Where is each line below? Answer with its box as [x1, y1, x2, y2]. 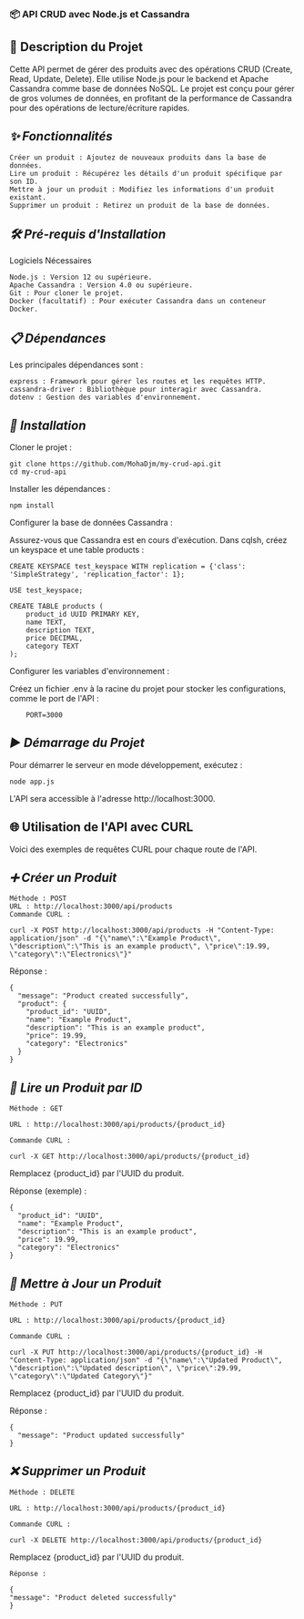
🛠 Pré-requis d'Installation [9, 226, 167, 241]
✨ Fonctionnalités [9, 128, 114, 144]
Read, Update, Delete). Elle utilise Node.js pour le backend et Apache [9, 73, 269, 84]
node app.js [9, 777, 55, 786]
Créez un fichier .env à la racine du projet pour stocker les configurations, [9, 682, 287, 694]
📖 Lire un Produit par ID [9, 1080, 143, 1095]
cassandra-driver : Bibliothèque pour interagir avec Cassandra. [9, 385, 262, 395]
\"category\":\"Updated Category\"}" [9, 1372, 153, 1381]
